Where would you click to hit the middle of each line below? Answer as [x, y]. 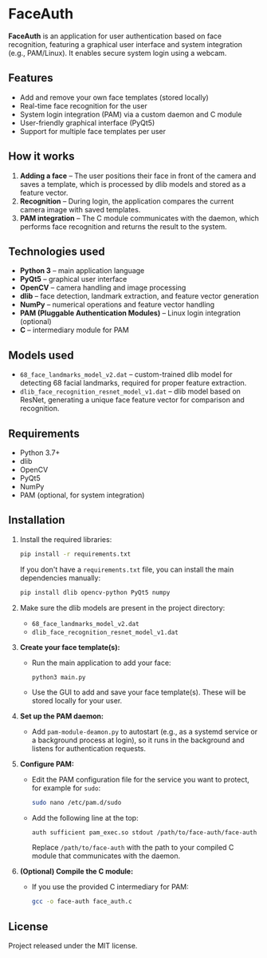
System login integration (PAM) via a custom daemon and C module [131, 114]
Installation [37, 520]
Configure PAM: [47, 764]
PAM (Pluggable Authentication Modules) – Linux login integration [130, 313]
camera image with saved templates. [80, 209]
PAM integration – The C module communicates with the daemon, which [139, 218]
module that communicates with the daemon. [106, 856]
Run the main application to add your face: [101, 663]
